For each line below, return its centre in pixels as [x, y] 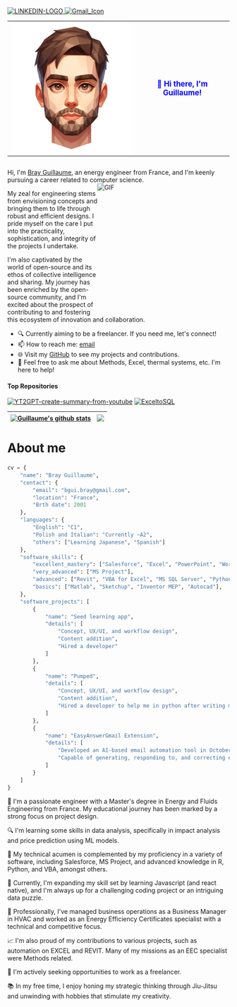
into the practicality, [36, 231]
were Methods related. [40, 958]
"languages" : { [42, 520]
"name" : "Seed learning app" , [89, 616]
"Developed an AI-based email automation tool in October [145, 750]
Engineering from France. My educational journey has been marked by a [113, 808]
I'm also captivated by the [45, 260]
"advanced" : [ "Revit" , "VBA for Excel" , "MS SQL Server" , [120, 580]
